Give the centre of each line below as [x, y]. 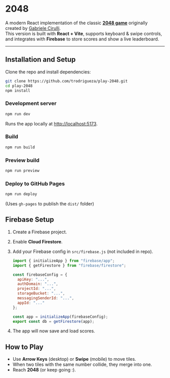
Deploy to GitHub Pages [35, 184]
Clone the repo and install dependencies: [48, 72]
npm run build [20, 147]
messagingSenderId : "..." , [46, 298]
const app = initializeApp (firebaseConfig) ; [60, 317]
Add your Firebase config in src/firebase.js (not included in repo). [83, 251]
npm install [18, 91]
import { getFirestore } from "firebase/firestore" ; [69, 265]
